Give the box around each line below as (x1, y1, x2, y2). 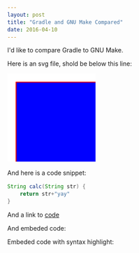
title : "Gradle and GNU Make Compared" (7, 18, 124, 26)
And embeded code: (7, 224, 66, 232)
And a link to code (7, 210, 59, 219)
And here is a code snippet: (7, 168, 87, 178)
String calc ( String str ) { (7, 183, 86, 190)
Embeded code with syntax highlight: (7, 238, 114, 246)
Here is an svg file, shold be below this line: (7, 59, 133, 68)
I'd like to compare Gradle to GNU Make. (7, 46, 124, 55)
